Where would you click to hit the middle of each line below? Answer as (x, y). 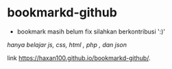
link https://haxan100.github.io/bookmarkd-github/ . (79, 58)
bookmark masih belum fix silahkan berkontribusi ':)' (91, 31)
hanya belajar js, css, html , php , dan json (67, 44)
